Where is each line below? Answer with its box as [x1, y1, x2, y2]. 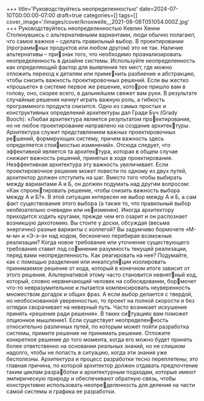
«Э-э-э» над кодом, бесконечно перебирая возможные [26, 232, 172, 239]
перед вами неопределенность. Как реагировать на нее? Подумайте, [6, 251, 189, 259]
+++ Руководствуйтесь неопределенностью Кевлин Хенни [6, 24, 160, 32]
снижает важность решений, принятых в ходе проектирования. [6, 154, 173, 161]
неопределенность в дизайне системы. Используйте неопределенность [6, 57, 196, 64]
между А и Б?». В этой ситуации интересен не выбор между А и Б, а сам [6, 193, 197, 200]
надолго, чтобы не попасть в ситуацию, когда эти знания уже [6, 349, 167, 356]
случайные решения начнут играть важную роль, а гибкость [6, 96, 166, 103]
